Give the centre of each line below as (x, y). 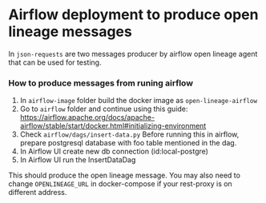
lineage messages (70, 32)
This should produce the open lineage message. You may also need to (124, 175)
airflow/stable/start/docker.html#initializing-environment (113, 126)
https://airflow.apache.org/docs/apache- (87, 117)
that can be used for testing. (55, 62)
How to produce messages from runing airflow (101, 83)
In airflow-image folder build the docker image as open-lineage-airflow (139, 101)
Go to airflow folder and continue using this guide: (104, 109)
